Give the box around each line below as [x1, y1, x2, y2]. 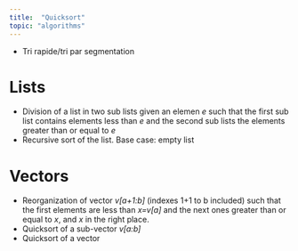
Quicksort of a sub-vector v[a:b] [21, 223, 141, 234]
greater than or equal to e [21, 125, 116, 136]
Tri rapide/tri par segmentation [21, 45, 135, 56]
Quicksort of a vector [21, 233, 101, 244]
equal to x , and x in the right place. [21, 215, 149, 225]
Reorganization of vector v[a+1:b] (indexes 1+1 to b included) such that [21, 195, 282, 206]
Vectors [9, 166, 69, 186]
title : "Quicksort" [9, 12, 86, 22]
